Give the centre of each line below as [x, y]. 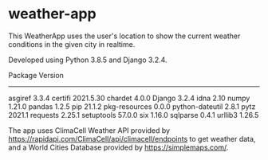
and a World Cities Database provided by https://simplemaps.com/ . [118, 147]
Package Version [36, 75]
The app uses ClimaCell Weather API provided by [89, 130]
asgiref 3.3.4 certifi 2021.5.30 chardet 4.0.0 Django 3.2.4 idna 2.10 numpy [129, 98]
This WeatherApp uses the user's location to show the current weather [124, 36]
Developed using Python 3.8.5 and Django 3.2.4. [88, 60]
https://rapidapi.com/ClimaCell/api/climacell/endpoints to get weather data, [132, 139]
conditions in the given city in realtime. [72, 44]
